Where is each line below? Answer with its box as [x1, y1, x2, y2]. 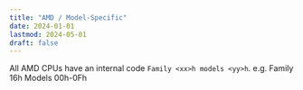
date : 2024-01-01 [9, 22, 75, 31]
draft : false [9, 38, 59, 48]
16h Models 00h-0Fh [9, 73, 88, 84]
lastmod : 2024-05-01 [9, 30, 88, 39]
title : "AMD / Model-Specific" [9, 13, 128, 22]
